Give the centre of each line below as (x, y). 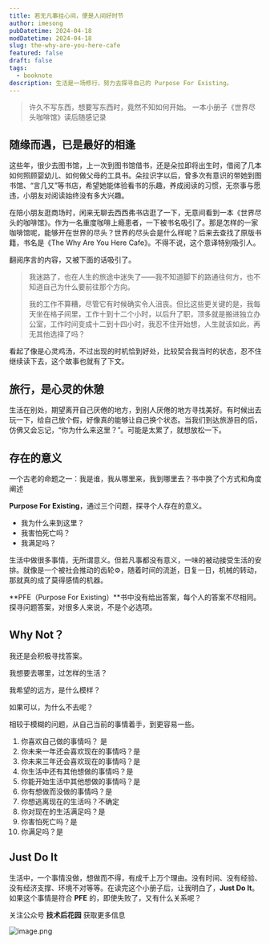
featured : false (36, 53)
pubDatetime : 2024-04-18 (50, 31)
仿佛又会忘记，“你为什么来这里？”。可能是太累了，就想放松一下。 (118, 430)
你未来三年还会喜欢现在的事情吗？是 (81, 761)
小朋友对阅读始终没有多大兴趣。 (76, 196)
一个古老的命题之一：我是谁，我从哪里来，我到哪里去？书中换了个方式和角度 (135, 478)
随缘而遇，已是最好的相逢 (72, 144)
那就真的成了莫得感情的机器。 (58, 580)
